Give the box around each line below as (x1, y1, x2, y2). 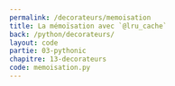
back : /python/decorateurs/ (9, 30, 115, 39)
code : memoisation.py (9, 64, 91, 73)
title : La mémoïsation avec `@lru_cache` (9, 21, 168, 30)
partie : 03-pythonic (9, 47, 87, 56)
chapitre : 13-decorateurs (9, 55, 106, 64)
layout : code (9, 38, 59, 47)
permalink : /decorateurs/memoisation (9, 13, 152, 22)
